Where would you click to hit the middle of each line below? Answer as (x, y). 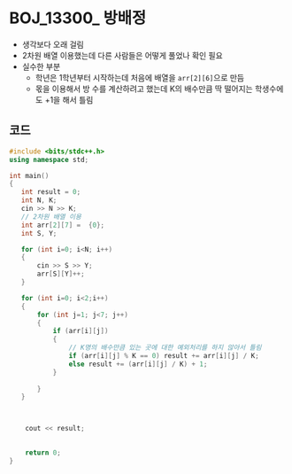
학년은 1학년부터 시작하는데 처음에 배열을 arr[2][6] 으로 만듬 (140, 77)
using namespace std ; (49, 159)
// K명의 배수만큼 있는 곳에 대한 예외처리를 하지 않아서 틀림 (165, 348)
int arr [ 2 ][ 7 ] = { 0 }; (62, 225)
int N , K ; (39, 200)
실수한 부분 (41, 66)
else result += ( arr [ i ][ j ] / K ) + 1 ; (138, 364)
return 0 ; (43, 453)
